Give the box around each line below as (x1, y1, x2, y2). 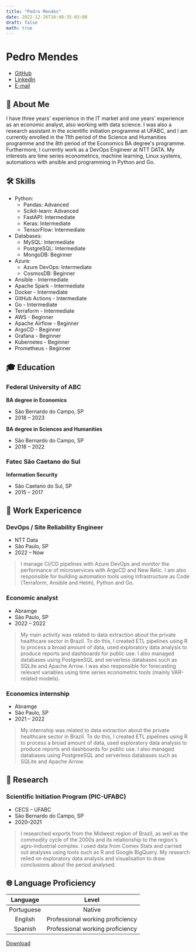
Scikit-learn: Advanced (23, 207, 79, 214)
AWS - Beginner (14, 313, 54, 320)
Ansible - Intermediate (14, 276, 68, 283)
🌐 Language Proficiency (6, 878, 97, 888)
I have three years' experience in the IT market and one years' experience (6, 115, 184, 122)
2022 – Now (14, 549, 44, 556)
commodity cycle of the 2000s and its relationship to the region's (20, 836, 178, 843)
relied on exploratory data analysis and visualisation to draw (20, 854, 166, 862)
